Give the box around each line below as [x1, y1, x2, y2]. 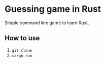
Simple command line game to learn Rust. [4, 20, 89, 26]
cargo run [11, 53, 33, 58]
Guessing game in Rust [4, 3, 102, 15]
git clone [11, 48, 33, 53]
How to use [4, 34, 40, 42]
